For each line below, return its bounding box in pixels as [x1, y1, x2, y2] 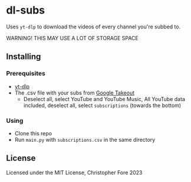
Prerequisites [6, 69, 45, 77]
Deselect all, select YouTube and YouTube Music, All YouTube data [23, 95, 186, 102]
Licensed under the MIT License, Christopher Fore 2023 [6, 169, 143, 176]
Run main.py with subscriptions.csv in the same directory [14, 136, 156, 143]
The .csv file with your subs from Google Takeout [14, 89, 134, 96]
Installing [6, 51, 41, 62]
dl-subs [6, 4, 45, 17]
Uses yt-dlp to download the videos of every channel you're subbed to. [6, 23, 181, 30]
